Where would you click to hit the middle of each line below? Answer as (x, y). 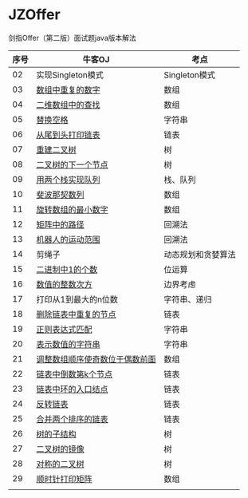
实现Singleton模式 (70, 75)
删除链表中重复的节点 (77, 314)
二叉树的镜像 (61, 449)
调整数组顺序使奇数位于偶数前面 (96, 359)
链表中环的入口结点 (73, 389)
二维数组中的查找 (69, 105)
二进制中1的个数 (67, 269)
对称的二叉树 (61, 464)
